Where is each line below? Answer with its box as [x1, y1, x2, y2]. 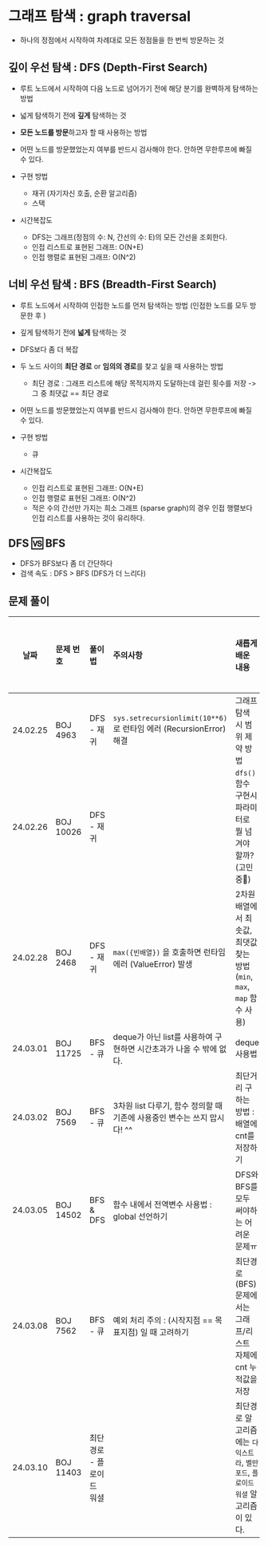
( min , [235, 971, 254, 983]
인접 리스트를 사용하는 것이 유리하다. [31, 512, 145, 523]
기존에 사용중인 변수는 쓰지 [112, 1113, 208, 1124]
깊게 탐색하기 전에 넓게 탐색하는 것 [19, 327, 127, 337]
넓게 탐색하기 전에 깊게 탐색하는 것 [19, 110, 127, 120]
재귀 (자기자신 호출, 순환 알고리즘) [31, 188, 137, 198]
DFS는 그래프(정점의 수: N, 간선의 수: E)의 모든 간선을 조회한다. [31, 232, 228, 242]
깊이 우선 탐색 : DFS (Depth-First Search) [8, 61, 208, 74]
